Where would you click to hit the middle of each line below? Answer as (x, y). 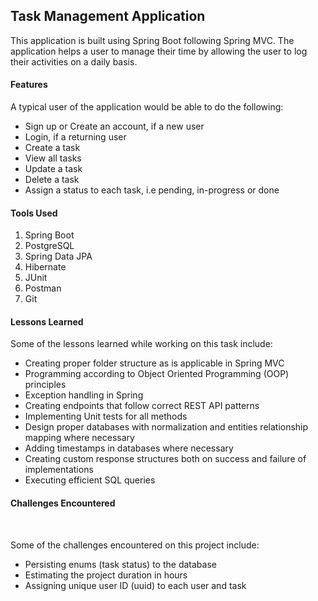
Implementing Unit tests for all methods (106, 416)
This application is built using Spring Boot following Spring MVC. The (152, 40)
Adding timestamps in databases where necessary (129, 448)
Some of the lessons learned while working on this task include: (141, 344)
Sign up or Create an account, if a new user (114, 126)
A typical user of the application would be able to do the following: (147, 107)
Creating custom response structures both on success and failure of (165, 459)
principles (45, 385)
